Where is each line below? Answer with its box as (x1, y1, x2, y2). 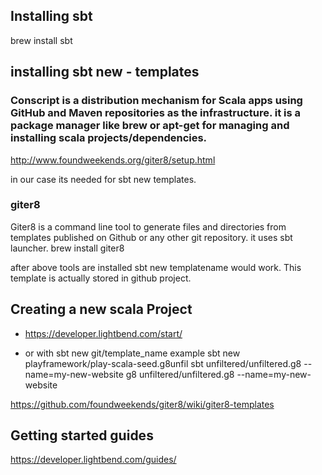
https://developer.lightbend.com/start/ (24, 327, 183, 339)
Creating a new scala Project (10, 301, 193, 318)
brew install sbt (10, 34, 73, 46)
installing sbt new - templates (10, 64, 200, 81)
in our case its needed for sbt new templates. (10, 173, 197, 185)
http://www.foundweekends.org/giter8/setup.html (10, 154, 216, 166)
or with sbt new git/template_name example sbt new (24, 347, 241, 359)
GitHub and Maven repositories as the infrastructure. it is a (10, 106, 302, 120)
